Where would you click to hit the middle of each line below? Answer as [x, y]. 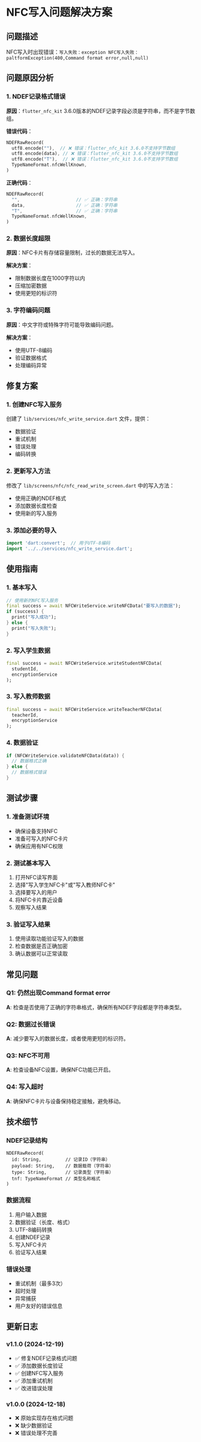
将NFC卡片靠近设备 [39, 900]
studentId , [25, 669]
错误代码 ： [19, 131]
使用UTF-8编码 [34, 350]
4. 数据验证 [22, 743]
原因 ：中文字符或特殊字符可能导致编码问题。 [61, 325]
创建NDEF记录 [33, 1237]
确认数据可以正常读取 [41, 954]
